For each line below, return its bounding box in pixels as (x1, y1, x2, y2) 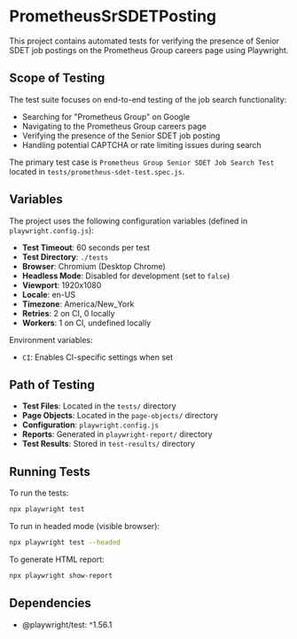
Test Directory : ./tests (21, 251, 109, 262)
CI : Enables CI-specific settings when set (21, 352, 174, 362)
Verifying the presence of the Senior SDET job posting (21, 130, 221, 141)
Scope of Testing (9, 71, 106, 86)
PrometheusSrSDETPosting (9, 6, 217, 27)
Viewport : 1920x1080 (21, 279, 102, 290)
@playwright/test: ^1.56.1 (21, 619, 113, 630)
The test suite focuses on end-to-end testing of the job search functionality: (9, 94, 287, 105)
